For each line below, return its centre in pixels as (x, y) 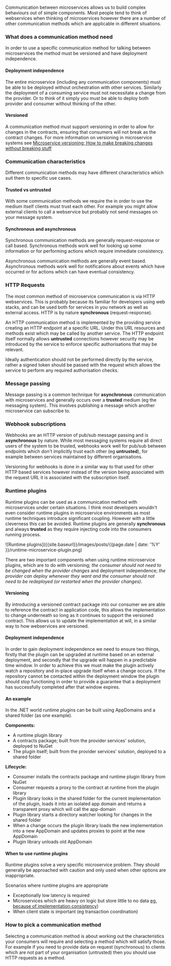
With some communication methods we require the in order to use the (79, 201)
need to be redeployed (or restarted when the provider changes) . (74, 581)
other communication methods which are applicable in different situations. (83, 23)
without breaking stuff (29, 148)
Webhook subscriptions (36, 424)
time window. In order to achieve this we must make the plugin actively (80, 665)
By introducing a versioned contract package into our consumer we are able (85, 604)
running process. (23, 534)
